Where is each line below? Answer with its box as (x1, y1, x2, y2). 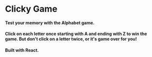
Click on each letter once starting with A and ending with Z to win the (5, 31, 147, 37)
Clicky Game (5, 3, 57, 15)
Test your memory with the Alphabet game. (5, 19, 95, 25)
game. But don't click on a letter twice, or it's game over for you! (5, 36, 137, 42)
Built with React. (5, 47, 39, 53)
